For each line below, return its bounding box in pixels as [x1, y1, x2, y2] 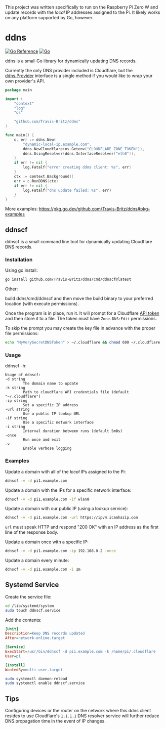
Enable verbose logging [23, 446, 72, 451]
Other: [5, 286, 18, 292]
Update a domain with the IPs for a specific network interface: [5, 487, 131, 493]
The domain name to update [23, 381, 79, 386]
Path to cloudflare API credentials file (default [23, 390, 129, 395]
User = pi [5, 653, 21, 659]
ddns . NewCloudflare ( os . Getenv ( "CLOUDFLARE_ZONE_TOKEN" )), [23, 146, 145, 151]
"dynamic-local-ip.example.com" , [23, 142, 92, 147]
